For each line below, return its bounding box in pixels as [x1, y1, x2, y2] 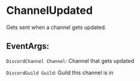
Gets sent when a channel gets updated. [6, 24, 106, 31]
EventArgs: [6, 41, 50, 51]
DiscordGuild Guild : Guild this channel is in [6, 69, 114, 76]
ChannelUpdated [6, 4, 93, 18]
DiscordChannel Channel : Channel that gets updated [6, 57, 135, 64]
